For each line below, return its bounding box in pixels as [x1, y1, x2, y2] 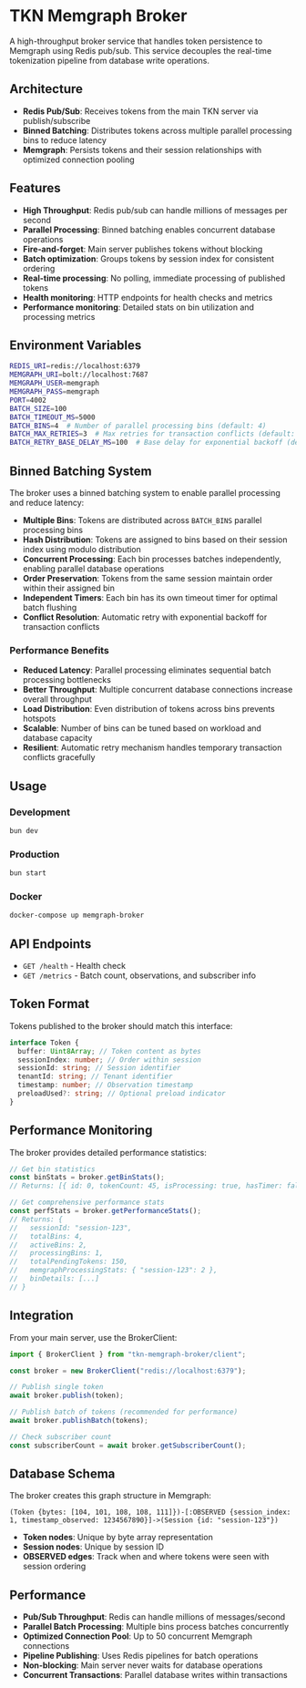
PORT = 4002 [9, 396, 47, 405]
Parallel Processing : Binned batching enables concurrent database [22, 224, 276, 235]
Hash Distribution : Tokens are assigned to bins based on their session [22, 534, 289, 545]
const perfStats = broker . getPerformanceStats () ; [9, 1207, 202, 1216]
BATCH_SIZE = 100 [9, 404, 67, 413]
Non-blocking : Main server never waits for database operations [22, 1660, 263, 1671]
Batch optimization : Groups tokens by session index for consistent [22, 252, 275, 264]
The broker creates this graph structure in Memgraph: [9, 1490, 212, 1501]
